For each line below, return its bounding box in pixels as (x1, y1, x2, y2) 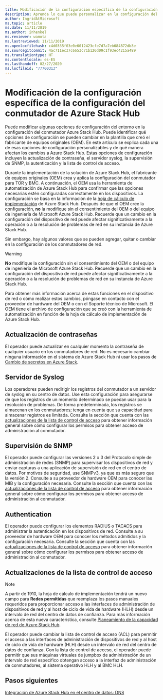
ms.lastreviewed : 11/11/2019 (5, 39, 64, 44)
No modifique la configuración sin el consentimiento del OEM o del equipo (5, 260, 154, 266)
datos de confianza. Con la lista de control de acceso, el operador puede (5, 647, 151, 653)
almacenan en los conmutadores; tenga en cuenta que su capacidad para (5, 407, 153, 413)
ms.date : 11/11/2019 (5, 25, 47, 30)
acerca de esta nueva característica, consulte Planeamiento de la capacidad (5, 617, 158, 622)
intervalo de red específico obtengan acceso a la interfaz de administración (5, 657, 157, 663)
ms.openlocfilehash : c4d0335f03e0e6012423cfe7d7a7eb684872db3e (5, 43, 136, 48)
